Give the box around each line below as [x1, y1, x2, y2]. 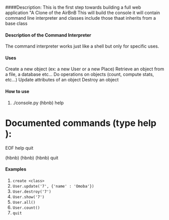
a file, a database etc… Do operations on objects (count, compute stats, [5, 71, 154, 77]
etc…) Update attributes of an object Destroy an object [5, 77, 119, 83]
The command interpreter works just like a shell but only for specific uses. [5, 43, 159, 50]
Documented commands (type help [5, 117, 156, 128]
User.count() [12, 205, 40, 210]
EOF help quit [5, 145, 34, 151]
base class [5, 20, 28, 26]
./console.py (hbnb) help [12, 100, 64, 106]
